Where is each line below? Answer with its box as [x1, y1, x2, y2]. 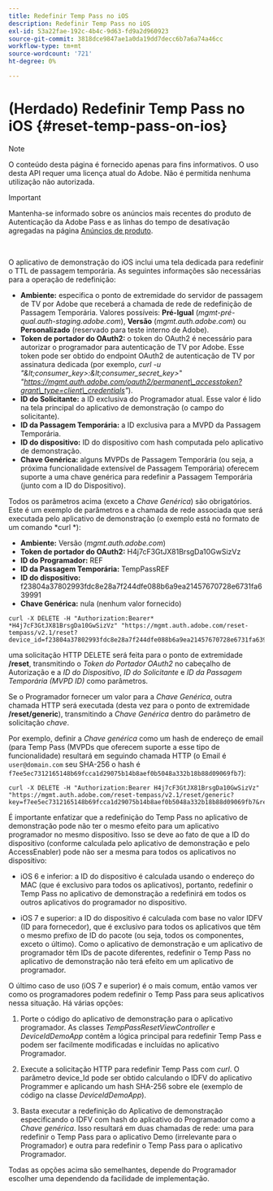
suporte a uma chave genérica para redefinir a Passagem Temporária [19, 471, 253, 481]
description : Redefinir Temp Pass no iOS [8, 20, 151, 28]
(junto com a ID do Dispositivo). [19, 480, 126, 490]
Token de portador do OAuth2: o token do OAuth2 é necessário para [19, 333, 253, 343]
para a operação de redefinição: [8, 274, 116, 284]
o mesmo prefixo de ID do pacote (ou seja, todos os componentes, [19, 930, 244, 940]
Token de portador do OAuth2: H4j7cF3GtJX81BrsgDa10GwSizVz [19, 546, 241, 556]
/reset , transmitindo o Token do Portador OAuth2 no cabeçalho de [8, 659, 232, 668]
